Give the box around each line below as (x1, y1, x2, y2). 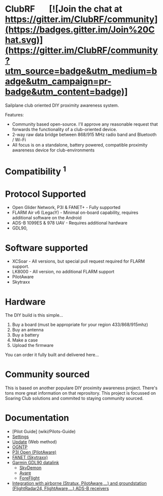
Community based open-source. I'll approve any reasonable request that (12, 121, 158, 127)
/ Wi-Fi (12, 136, 26, 142)
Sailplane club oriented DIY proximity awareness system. (5, 102, 119, 108)
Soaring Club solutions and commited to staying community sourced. (5, 396, 144, 401)
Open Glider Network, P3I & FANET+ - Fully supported (12, 205, 121, 210)
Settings (12, 434, 29, 439)
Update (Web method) (12, 439, 57, 445)
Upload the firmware (12, 343, 54, 348)
